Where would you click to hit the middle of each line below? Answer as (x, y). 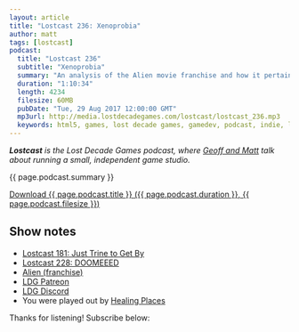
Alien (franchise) (53, 271)
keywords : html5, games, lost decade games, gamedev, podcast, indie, (151, 126)
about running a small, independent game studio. (100, 160)
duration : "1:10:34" (55, 84)
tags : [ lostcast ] (41, 42)
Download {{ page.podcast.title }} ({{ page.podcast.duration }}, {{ (129, 194)
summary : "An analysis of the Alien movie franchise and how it (139, 76)
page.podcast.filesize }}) (55, 204)
